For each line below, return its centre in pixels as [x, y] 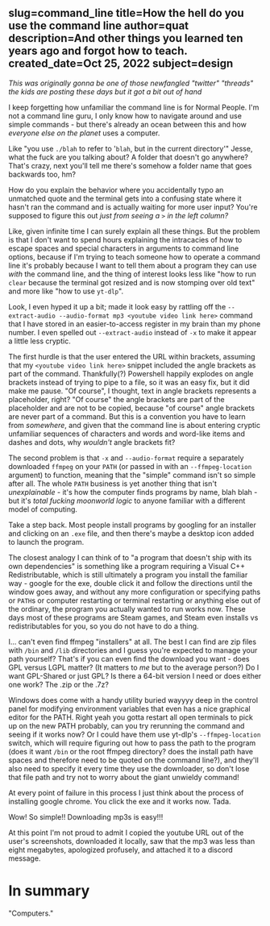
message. [25, 858]
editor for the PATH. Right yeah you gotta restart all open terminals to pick [131, 717]
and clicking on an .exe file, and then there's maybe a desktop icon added [131, 533]
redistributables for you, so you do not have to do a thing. [104, 626]
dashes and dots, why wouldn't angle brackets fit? [92, 442]
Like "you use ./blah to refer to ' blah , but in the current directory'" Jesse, [131, 148]
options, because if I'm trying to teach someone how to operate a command [134, 256]
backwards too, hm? [42, 174]
